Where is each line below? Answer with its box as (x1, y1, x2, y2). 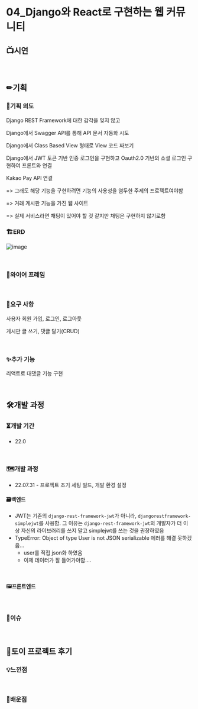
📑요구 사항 (6, 300, 34, 308)
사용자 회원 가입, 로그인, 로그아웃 (6, 315, 82, 322)
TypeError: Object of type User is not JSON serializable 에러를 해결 (14, 534, 176, 542)
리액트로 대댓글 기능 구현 (6, 369, 63, 376)
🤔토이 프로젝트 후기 (6, 646, 73, 656)
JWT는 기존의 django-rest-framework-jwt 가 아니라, (14, 513, 137, 520)
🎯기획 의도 (6, 102, 34, 110)
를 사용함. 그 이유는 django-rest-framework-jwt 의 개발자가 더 (38, 520, 182, 527)
